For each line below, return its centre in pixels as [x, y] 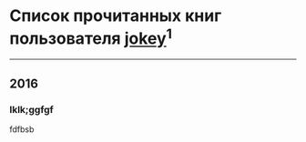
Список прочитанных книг [116, 16]
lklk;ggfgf [32, 109]
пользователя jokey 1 [91, 37]
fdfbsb [22, 129]
